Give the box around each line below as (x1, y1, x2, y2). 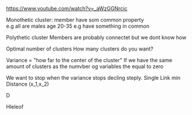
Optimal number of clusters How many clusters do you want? (6, 45, 153, 52)
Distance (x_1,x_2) (6, 80, 49, 87)
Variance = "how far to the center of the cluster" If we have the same (6, 57, 173, 63)
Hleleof (6, 103, 24, 110)
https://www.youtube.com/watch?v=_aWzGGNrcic (6, 5, 128, 12)
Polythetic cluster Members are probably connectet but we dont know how (6, 34, 187, 40)
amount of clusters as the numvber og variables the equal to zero (6, 63, 164, 70)
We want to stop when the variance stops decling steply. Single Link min (6, 75, 181, 81)
